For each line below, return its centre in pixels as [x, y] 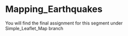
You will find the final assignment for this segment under [64, 23]
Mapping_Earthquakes [54, 9]
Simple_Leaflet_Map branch [34, 28]
